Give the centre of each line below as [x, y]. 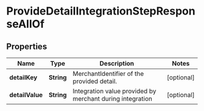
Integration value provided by [114, 91]
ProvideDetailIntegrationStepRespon [101, 11]
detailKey [23, 77]
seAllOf [25, 24]
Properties [27, 46]
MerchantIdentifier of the [108, 74]
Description [117, 63]
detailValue [26, 95]
